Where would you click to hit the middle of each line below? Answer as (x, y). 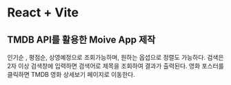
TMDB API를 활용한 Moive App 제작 (81, 39)
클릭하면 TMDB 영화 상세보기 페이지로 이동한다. (71, 74)
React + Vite (43, 13)
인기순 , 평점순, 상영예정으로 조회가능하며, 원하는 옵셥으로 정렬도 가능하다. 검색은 (115, 57)
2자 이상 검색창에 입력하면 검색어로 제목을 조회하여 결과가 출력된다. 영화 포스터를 (115, 66)
